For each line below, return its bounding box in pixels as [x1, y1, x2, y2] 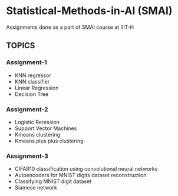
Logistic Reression [14, 118, 60, 125]
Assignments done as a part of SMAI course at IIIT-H [6, 24, 134, 31]
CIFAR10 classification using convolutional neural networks [14, 165, 158, 172]
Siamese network [14, 184, 57, 191]
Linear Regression [14, 84, 59, 91]
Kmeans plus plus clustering [14, 137, 84, 144]
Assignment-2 [6, 105, 48, 113]
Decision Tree [14, 90, 49, 98]
